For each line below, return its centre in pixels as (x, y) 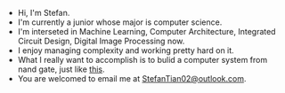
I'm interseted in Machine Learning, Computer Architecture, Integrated (147, 31)
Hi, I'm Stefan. (44, 13)
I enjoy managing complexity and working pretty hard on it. (126, 50)
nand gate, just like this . (61, 69)
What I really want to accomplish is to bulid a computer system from (142, 60)
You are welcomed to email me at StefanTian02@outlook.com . (132, 78)
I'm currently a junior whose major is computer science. (120, 22)
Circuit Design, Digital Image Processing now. (101, 41)
